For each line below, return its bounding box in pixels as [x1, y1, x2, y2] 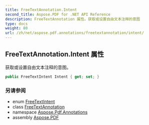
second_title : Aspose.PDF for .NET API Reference [5, 12, 111, 17]
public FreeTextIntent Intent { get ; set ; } [5, 74, 99, 79]
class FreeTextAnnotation [12, 104, 65, 110]
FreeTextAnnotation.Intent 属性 [5, 50, 104, 59]
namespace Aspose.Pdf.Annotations [12, 109, 88, 115]
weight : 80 [5, 26, 28, 31]
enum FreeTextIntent [12, 98, 55, 105]
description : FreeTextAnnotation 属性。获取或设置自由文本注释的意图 [5, 16, 140, 21]
